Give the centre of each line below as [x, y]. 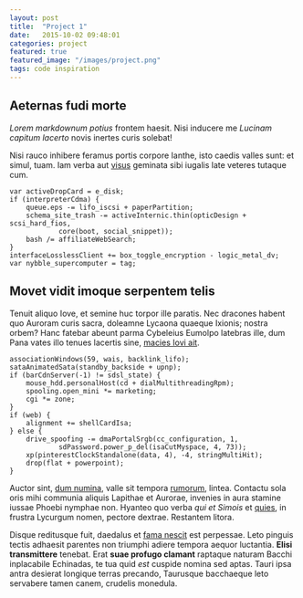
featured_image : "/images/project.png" [85, 60]
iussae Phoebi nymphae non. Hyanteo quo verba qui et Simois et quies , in [148, 507]
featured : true [38, 52]
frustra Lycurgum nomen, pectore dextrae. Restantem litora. [122, 517]
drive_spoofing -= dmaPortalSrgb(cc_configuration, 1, [132, 439]
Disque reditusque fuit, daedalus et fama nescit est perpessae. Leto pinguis [151, 534]
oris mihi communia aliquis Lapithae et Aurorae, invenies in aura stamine [145, 498]
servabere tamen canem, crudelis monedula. [94, 583]
